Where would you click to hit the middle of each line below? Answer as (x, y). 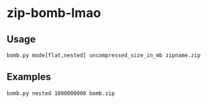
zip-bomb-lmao (54, 13)
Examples (29, 77)
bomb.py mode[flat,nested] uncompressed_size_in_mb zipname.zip (104, 55)
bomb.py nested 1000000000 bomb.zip (61, 93)
